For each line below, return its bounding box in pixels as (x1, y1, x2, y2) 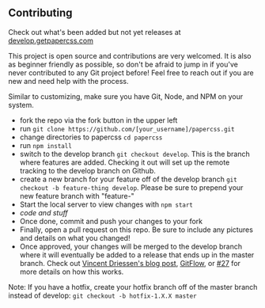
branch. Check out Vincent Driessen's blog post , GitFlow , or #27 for (19, 258, 241, 268)
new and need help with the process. (8, 76, 129, 86)
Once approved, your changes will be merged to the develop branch (19, 241, 243, 251)
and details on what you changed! (19, 233, 131, 242)
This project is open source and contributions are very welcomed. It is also (8, 51, 252, 60)
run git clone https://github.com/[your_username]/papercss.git (19, 124, 235, 133)
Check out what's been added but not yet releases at (8, 27, 181, 36)
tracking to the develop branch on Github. (19, 165, 156, 175)
